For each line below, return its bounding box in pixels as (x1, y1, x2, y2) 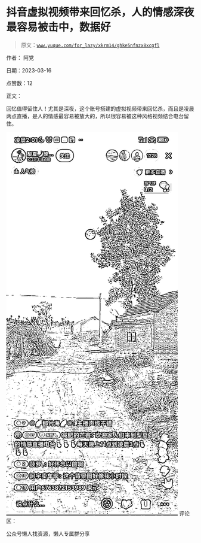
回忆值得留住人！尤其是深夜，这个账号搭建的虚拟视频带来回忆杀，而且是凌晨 (6, 105, 194, 112)
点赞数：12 (6, 79, 33, 87)
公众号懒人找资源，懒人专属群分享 (6, 530, 90, 537)
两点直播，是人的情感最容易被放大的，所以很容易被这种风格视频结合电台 (6, 112, 184, 120)
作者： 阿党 (6, 54, 34, 61)
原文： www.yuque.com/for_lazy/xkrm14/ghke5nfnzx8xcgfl (20, 41, 160, 48)
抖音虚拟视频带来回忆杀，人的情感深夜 (6, 5, 195, 19)
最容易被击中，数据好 (6, 20, 112, 34)
